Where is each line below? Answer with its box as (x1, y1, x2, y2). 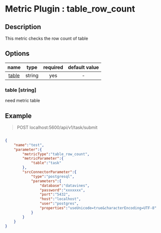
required (43, 64, 64, 71)
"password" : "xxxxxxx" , (39, 187, 86, 192)
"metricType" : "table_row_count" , (22, 152, 90, 156)
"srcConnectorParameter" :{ (22, 170, 77, 175)
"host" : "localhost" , (39, 197, 81, 202)
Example (5, 111, 32, 120)
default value (68, 64, 99, 71)
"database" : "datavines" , (39, 183, 90, 188)
